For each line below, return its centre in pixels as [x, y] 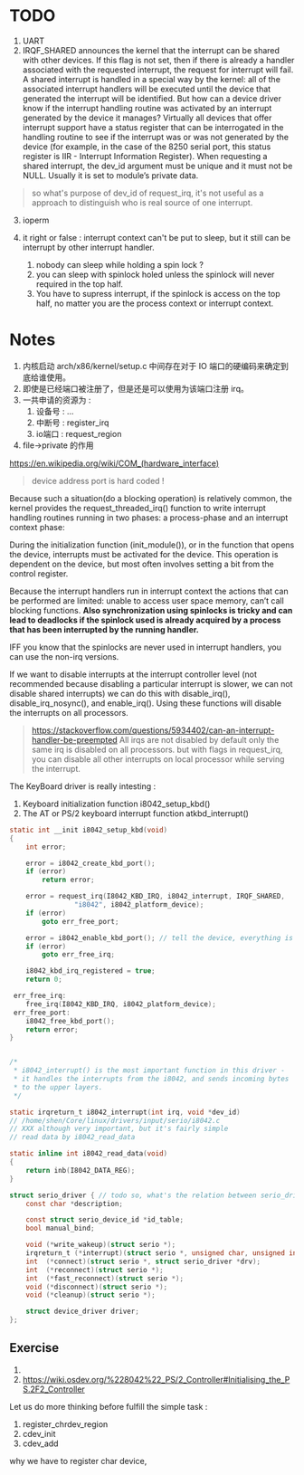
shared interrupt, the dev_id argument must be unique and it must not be [157, 166]
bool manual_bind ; [60, 1228]
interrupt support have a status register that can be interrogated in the [153, 127]
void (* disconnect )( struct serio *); [97, 1287]
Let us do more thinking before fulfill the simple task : [109, 1406]
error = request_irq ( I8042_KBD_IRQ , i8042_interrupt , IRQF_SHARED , [155, 897]
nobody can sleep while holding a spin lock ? [119, 264]
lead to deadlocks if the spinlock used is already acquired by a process [145, 620]
